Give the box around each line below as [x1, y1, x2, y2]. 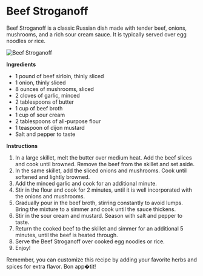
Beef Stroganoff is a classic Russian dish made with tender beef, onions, [6, 24, 187, 32]
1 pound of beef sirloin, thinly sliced [15, 72, 104, 79]
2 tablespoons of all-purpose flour [15, 117, 101, 125]
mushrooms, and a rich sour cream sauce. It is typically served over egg [6, 30, 187, 38]
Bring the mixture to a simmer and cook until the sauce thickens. [15, 205, 176, 213]
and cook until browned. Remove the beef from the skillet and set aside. [15, 160, 195, 167]
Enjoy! [15, 244, 31, 251]
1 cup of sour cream [15, 111, 65, 118]
